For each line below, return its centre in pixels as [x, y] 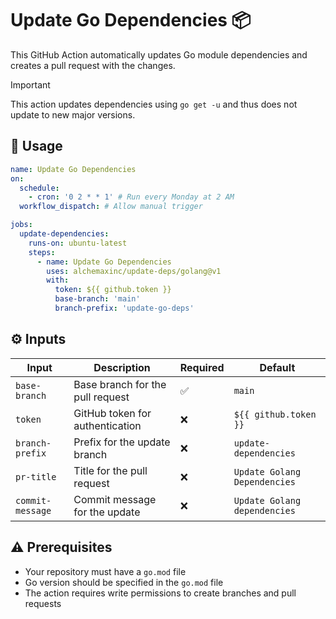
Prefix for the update [122, 442]
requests [43, 603]
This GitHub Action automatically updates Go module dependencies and [159, 54]
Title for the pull [110, 470]
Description [122, 367]
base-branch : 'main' [97, 299]
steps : [42, 252]
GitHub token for [112, 413]
